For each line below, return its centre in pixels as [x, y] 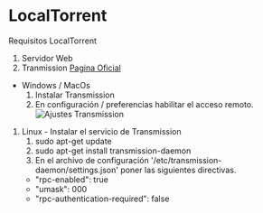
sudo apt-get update [73, 141]
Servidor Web [47, 58]
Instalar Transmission [75, 95]
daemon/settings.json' [77, 170]
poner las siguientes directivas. [178, 170]
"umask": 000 [61, 189]
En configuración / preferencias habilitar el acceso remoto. [144, 104]
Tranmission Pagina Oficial [71, 68]
